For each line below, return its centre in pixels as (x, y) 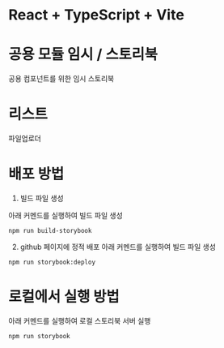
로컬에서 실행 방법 (64, 297)
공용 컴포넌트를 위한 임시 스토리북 (61, 79)
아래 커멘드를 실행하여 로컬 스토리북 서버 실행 (80, 320)
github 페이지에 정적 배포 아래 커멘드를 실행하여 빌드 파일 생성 (118, 247)
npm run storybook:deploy (52, 262)
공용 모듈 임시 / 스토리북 (83, 55)
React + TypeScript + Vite (96, 15)
